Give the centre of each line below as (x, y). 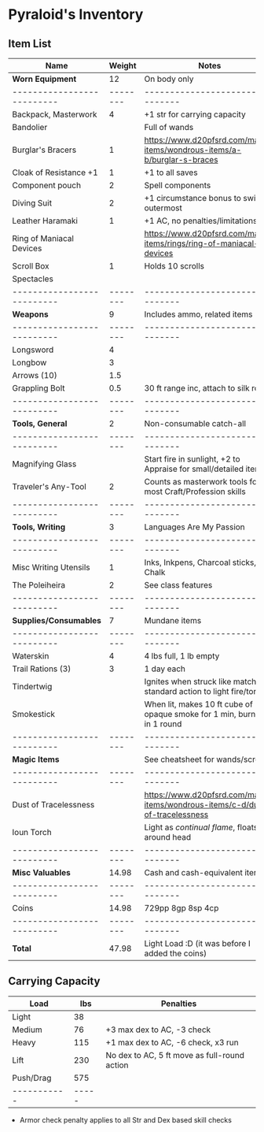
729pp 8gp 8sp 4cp (181, 908)
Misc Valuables (41, 872)
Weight (123, 66)
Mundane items (173, 620)
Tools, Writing (39, 527)
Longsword (33, 350)
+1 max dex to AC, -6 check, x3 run (172, 1042)
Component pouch (46, 185)
